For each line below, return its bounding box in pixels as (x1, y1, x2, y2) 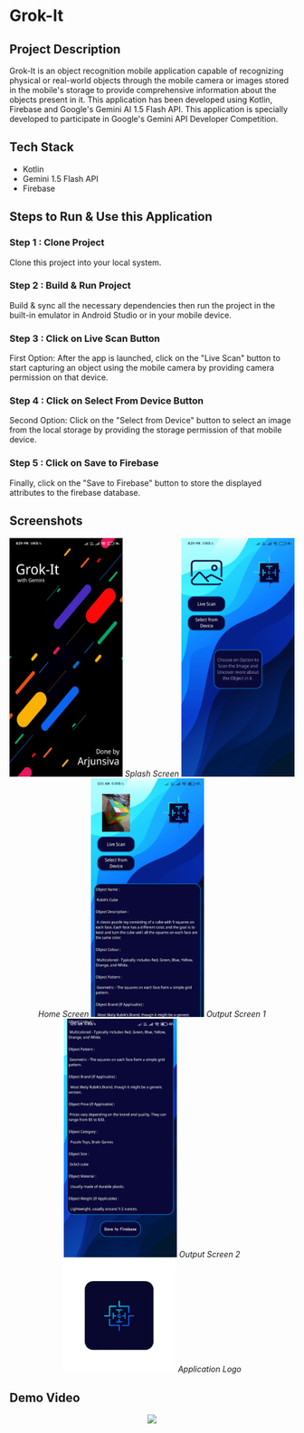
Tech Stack (9, 139, 74, 155)
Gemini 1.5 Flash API (22, 173, 99, 184)
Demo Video (9, 1390, 81, 1405)
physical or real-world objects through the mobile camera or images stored (9, 75, 290, 86)
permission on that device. (9, 372, 109, 383)
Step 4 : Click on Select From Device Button (9, 394, 204, 407)
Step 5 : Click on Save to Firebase (9, 457, 159, 470)
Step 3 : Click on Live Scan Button (9, 332, 161, 345)
